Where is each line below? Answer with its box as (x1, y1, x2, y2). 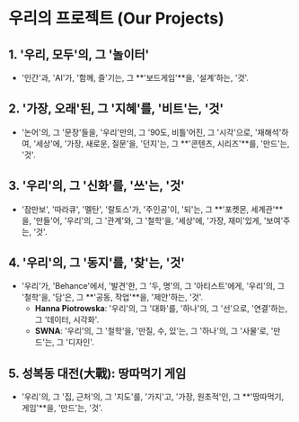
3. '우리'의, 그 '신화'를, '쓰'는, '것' (8, 178, 185, 193)
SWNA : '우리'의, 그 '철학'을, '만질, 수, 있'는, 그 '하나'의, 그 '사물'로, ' (34, 326, 274, 337)
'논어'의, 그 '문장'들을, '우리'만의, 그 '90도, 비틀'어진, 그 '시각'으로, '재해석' (21, 127, 282, 138)
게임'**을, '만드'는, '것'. (21, 402, 103, 414)
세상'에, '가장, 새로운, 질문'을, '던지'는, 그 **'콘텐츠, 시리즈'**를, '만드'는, (35, 138, 290, 148)
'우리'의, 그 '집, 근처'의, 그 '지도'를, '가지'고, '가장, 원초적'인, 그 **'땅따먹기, (21, 391, 285, 402)
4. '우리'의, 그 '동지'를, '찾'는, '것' (8, 256, 185, 271)
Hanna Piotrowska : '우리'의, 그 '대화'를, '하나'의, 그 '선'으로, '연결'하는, (34, 303, 288, 314)
